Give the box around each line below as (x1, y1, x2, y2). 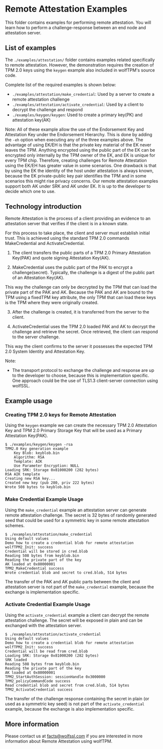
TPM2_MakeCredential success (5, 566, 64, 571)
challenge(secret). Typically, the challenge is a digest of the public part (12, 269, 155, 275)
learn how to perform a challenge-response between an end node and (5, 24, 146, 30)
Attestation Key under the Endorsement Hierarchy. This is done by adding (5, 131, 152, 137)
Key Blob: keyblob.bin (14, 451, 60, 455)
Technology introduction (5, 203, 82, 211)
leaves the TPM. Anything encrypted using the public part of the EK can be (5, 147, 156, 153)
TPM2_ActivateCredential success (5, 687, 73, 692)
